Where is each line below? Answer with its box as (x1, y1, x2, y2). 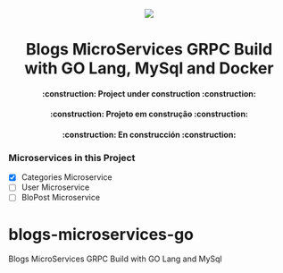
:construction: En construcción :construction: (62, 129, 237, 140)
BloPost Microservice (21, 192, 100, 203)
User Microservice (21, 182, 90, 192)
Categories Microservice (21, 172, 112, 183)
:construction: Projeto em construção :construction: (49, 108, 249, 120)
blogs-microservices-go (8, 224, 194, 244)
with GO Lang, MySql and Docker (24, 58, 274, 79)
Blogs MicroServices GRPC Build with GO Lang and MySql (8, 253, 222, 264)
